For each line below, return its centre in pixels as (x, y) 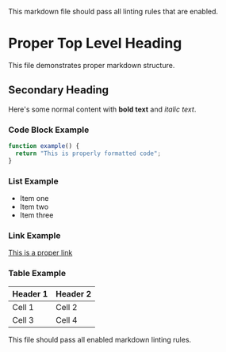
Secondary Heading (59, 90)
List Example (34, 181)
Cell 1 (23, 307)
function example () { (44, 146)
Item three (36, 215)
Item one (34, 198)
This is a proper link (40, 253)
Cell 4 (66, 320)
